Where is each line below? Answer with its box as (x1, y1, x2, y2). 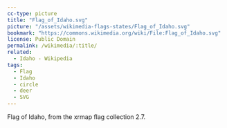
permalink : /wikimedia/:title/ (7, 42, 98, 49)
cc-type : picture (7, 10, 57, 17)
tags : (7, 62, 23, 68)
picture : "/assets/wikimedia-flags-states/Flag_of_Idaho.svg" (7, 23, 190, 30)
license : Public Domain (7, 36, 76, 43)
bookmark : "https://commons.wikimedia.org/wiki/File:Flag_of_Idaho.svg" (7, 29, 221, 37)
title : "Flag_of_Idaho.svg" (7, 17, 89, 24)
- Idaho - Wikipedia (13, 55, 73, 62)
